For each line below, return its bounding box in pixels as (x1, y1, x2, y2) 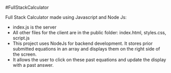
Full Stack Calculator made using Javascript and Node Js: (5, 14, 127, 20)
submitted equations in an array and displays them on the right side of (12, 46, 160, 52)
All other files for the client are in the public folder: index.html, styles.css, (12, 30, 166, 35)
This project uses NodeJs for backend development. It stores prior (12, 40, 153, 46)
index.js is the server (12, 24, 57, 30)
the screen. (12, 51, 37, 57)
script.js (12, 35, 30, 41)
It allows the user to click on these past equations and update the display (12, 57, 166, 63)
